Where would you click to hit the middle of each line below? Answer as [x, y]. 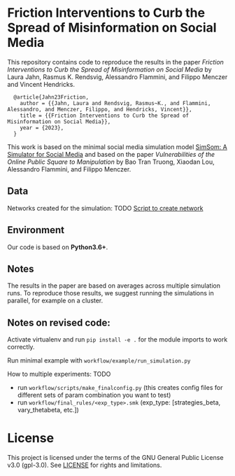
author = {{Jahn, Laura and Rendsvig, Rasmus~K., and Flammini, [115, 103]
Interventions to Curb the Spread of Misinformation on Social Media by [109, 69]
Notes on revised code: [59, 322]
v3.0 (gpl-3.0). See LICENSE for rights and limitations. [85, 465]
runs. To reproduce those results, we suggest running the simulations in [111, 293]
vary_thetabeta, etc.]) [48, 410]
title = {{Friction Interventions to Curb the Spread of [105, 115]
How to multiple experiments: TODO [59, 374]
